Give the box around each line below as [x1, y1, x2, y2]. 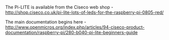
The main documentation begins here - [5, 19, 87, 25]
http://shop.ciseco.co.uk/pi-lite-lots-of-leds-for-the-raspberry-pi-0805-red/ [5, 9, 164, 15]
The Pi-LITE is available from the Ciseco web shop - [5, 4, 114, 10]
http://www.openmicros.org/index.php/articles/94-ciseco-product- [5, 24, 145, 30]
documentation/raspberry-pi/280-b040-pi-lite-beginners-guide [5, 30, 138, 35]
